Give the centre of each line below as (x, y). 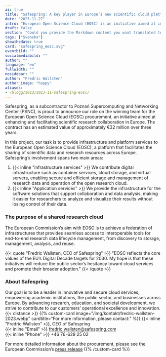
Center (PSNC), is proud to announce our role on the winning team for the (80, 112)
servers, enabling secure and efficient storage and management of (80, 178)
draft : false (19, 28)
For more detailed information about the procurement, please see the (75, 344)
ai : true (14, 10)
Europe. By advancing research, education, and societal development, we (80, 303)
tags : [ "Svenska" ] (24, 38)
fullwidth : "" (20, 70)
